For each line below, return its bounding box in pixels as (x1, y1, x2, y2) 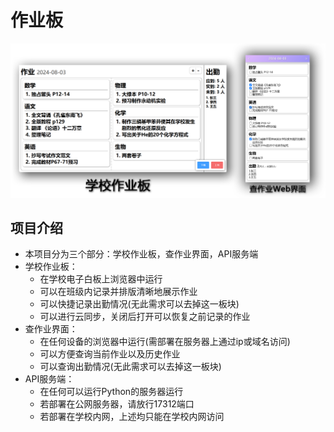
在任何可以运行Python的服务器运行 (39, 386, 184, 398)
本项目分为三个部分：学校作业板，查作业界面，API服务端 (24, 248, 259, 260)
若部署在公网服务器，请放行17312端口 (39, 398, 195, 410)
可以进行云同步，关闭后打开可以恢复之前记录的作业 (39, 311, 251, 323)
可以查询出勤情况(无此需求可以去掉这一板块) (39, 361, 222, 373)
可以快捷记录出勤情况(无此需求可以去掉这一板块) (39, 298, 240, 310)
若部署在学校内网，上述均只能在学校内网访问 (39, 411, 225, 423)
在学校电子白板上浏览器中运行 (39, 273, 163, 285)
